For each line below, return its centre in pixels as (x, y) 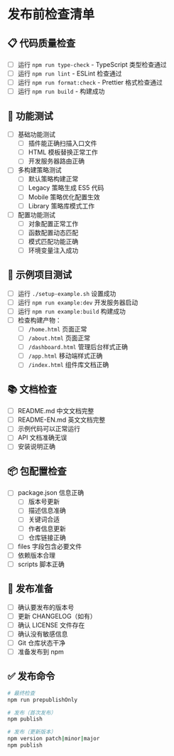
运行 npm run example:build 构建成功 (71, 311)
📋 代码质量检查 (42, 43)
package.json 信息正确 (51, 493)
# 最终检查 (21, 693)
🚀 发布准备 (30, 589)
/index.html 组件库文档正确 (69, 365)
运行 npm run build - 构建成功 (61, 91)
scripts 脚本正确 (41, 564)
